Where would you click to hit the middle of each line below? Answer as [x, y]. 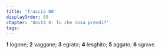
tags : [13, 28]
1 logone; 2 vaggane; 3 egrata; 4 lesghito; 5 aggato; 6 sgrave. [81, 45]
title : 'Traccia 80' [32, 11]
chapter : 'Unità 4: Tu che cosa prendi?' [58, 22]
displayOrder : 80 [27, 17]
